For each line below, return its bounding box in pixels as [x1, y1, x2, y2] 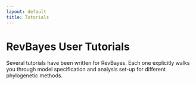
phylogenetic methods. [6, 72, 63, 79]
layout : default [6, 8, 46, 15]
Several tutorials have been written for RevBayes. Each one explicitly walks [6, 59, 190, 67]
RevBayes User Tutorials [6, 40, 130, 53]
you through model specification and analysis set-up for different [6, 66, 166, 73]
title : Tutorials [6, 14, 49, 20]
